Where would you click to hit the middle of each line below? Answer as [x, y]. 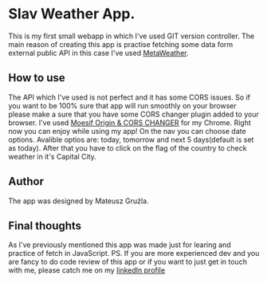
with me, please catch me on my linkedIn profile [87, 270]
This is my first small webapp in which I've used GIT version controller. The [132, 36]
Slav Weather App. [72, 14]
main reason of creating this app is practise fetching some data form [121, 44]
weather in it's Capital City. [53, 156]
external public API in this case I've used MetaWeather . [98, 53]
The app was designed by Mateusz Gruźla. [79, 201]
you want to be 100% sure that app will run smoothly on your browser [122, 105]
